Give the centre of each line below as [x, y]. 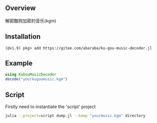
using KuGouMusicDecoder [31, 75]
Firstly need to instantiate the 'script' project [50, 107]
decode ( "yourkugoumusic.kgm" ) [37, 79]
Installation [23, 37]
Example [19, 63]
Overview [21, 8]
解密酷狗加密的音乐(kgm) [31, 21]
